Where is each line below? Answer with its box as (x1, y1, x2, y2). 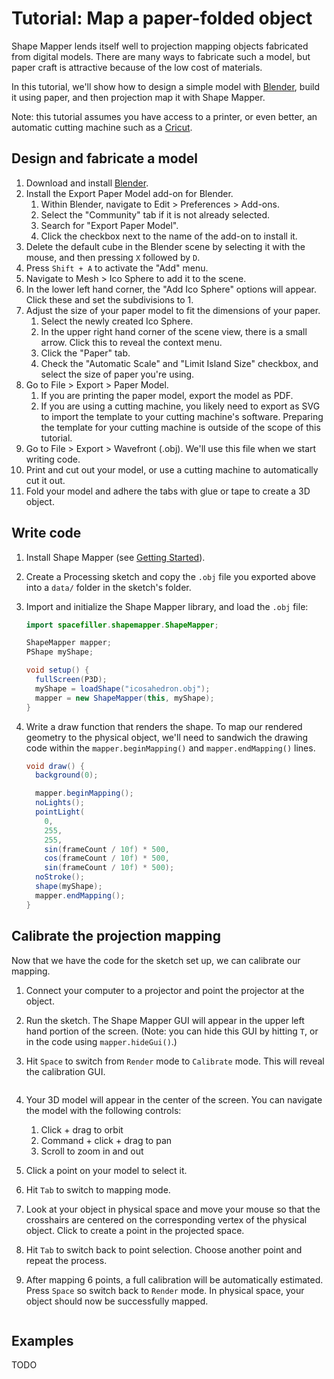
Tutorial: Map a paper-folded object (11, 7, 313, 30)
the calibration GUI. (25, 1065, 106, 1077)
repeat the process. (25, 1254, 108, 1266)
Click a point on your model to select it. (25, 1164, 188, 1176)
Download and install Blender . (25, 177, 149, 189)
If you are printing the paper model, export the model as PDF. (40, 389, 294, 401)
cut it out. (25, 474, 66, 486)
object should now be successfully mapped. (25, 1295, 209, 1307)
